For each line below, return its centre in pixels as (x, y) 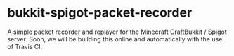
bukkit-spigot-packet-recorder (100, 13)
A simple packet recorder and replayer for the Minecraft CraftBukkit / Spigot (117, 32)
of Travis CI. (25, 46)
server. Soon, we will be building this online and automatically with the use (115, 39)
